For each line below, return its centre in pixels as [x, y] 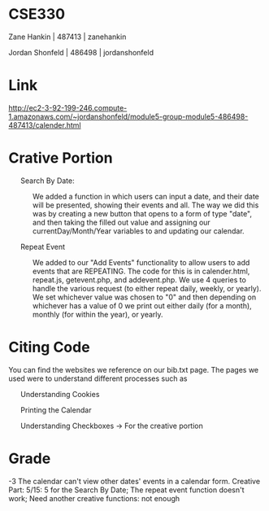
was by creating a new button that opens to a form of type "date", [142, 213]
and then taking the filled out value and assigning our [121, 222]
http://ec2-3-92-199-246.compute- [68, 107]
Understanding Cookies [60, 394]
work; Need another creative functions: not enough [94, 498]
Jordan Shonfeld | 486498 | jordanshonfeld [81, 52]
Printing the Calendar [56, 410]
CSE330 [37, 14]
